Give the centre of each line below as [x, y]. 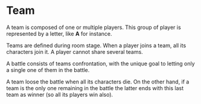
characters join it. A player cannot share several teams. [75, 51]
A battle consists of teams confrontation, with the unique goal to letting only [101, 63]
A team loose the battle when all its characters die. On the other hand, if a [98, 82]
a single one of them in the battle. [48, 70]
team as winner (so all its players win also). [60, 94]
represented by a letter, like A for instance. [59, 33]
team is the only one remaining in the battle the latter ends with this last [95, 88]
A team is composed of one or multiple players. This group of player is [94, 27]
